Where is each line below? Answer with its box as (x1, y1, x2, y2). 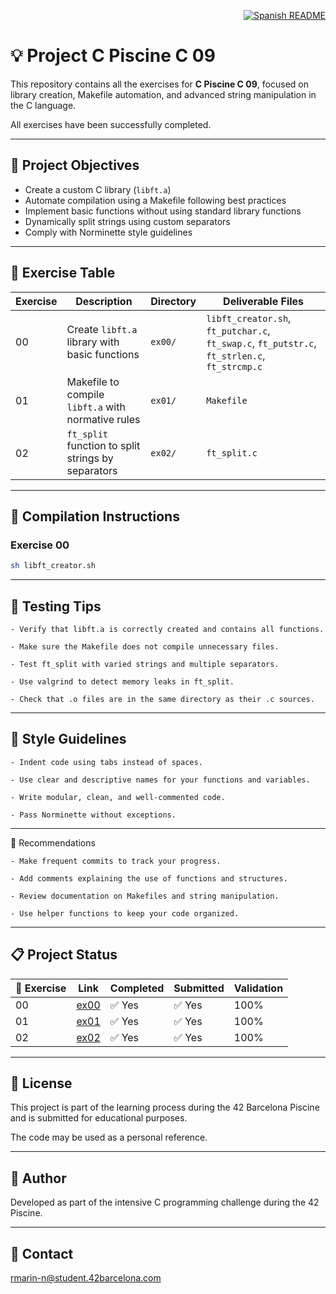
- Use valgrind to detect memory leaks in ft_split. (10, 676, 235, 687)
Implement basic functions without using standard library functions (24, 205, 302, 217)
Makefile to (66, 375, 120, 389)
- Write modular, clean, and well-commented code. (10, 792, 226, 802)
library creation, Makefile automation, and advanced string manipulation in (10, 88, 317, 100)
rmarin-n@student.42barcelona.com (10, 1272, 162, 1284)
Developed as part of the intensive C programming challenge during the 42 (10, 1196, 320, 1209)
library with (66, 335, 120, 349)
